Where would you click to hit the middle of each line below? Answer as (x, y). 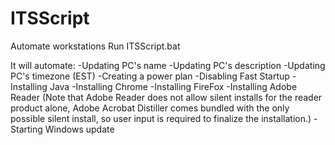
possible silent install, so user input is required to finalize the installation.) (161, 118)
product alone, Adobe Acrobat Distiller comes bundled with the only (150, 108)
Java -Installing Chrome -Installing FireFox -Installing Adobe (173, 86)
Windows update (79, 129)
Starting (26, 129)
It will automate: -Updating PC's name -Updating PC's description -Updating (168, 65)
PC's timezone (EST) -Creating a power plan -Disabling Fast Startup (150, 76)
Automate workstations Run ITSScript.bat (95, 46)
